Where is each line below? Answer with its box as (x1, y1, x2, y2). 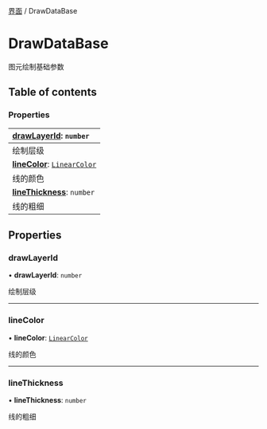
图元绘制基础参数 (8, 61, 64, 71)
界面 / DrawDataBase (8, 6, 78, 15)
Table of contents (8, 85, 97, 99)
